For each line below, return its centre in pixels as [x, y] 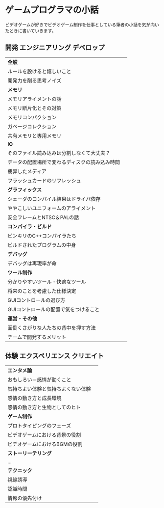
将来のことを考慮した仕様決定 [42, 291]
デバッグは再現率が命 [32, 263]
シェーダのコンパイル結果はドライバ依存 [54, 199]
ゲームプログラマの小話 [52, 10]
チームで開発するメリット [37, 337]
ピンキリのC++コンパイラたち [42, 236]
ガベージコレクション [32, 127]
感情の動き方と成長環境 [35, 398]
